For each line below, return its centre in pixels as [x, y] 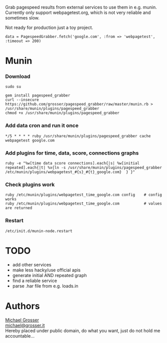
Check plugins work [30, 184]
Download [18, 76]
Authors [22, 306]
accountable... [20, 336]
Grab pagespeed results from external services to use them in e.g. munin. [81, 7]
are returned [19, 208]
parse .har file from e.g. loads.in [45, 286]
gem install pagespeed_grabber [38, 95]
